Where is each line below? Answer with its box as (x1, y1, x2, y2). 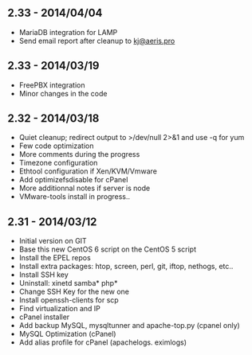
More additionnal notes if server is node (18, 183, 151, 193)
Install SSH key (18, 270, 69, 279)
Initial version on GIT (18, 236, 87, 246)
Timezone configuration (18, 158, 98, 168)
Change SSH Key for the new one (18, 287, 129, 297)
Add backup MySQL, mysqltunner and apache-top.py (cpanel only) (18, 321, 240, 330)
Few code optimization (18, 141, 94, 150)
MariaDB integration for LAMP (18, 27, 118, 37)
